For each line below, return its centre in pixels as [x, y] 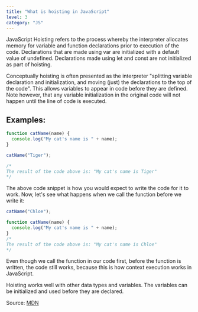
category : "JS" [25, 22]
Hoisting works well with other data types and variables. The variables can [97, 285]
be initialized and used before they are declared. [65, 291]
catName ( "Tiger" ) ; [29, 155]
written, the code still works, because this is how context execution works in [99, 268]
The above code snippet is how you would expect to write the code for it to [98, 188]
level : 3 [17, 17]
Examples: [26, 120]
